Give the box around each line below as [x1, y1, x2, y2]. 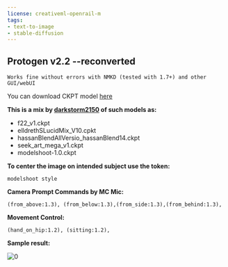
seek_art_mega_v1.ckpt [17, 141, 83, 149]
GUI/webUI [7, 80, 36, 87]
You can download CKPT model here [7, 92, 113, 101]
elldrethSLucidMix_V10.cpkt [17, 127, 97, 135]
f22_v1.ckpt [17, 119, 50, 127]
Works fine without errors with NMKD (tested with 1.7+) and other [7, 74, 207, 81]
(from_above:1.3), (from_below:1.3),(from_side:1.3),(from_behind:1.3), [7, 201, 222, 209]
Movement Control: [7, 213, 65, 222]
